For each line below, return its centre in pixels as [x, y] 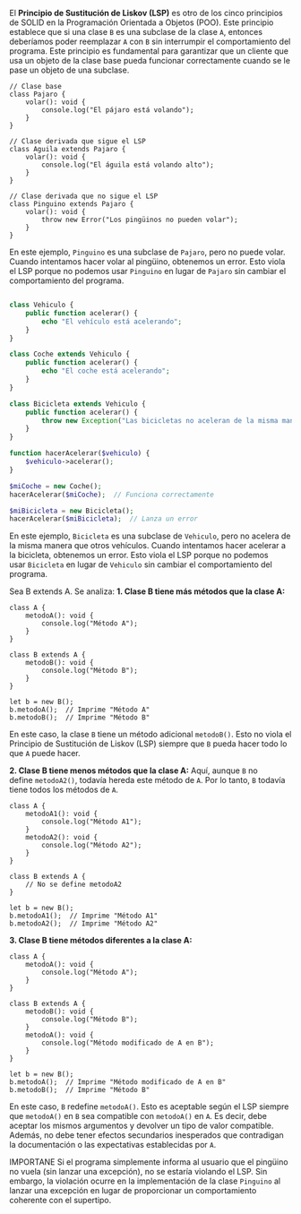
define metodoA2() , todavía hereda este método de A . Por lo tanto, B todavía [147, 780]
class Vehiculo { [42, 305]
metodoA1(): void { [62, 814]
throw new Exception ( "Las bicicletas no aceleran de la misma [160, 420]
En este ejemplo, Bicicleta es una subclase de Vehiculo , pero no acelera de [150, 536]
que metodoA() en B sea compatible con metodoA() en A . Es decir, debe [138, 1116]
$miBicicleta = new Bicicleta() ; [72, 511]
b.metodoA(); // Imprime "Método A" [80, 710]
